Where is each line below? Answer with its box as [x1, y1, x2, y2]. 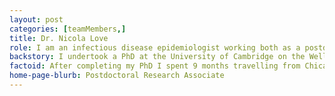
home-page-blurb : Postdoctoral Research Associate [9, 71, 225, 81]
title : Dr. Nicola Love [9, 33, 109, 43]
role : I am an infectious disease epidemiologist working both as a [9, 42, 301, 53]
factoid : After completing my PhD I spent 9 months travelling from [9, 61, 301, 71]
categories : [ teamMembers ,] [9, 24, 127, 34]
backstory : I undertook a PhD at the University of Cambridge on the [9, 52, 306, 62]
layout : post [9, 14, 64, 25]
